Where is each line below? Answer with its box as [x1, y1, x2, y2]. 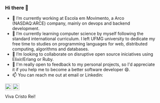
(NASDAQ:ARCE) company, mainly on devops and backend [12, 20, 130, 26]
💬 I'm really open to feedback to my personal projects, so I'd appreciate [12, 61, 155, 67]
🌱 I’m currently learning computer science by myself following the [12, 31, 144, 37]
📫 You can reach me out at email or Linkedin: [12, 72, 103, 78]
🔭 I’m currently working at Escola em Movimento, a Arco [12, 15, 125, 21]
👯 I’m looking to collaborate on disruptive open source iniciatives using [12, 51, 154, 57]
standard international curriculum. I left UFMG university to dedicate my [12, 36, 155, 42]
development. [12, 26, 40, 31]
